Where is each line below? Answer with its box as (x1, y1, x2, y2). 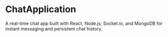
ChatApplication (5, 4, 77, 15)
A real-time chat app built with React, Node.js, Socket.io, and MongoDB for (5, 20, 163, 26)
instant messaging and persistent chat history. (5, 25, 103, 31)
